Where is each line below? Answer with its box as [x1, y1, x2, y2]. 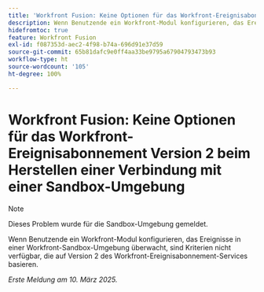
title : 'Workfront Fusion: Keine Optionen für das [8, 11, 178, 20]
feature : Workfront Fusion [8, 33, 97, 42]
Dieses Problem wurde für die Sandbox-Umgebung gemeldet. [8, 219, 208, 228]
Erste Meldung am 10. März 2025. [8, 275, 118, 284]
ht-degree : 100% [8, 70, 61, 78]
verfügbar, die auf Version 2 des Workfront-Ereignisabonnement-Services [8, 251, 248, 261]
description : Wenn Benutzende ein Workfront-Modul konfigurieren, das [8, 19, 244, 27]
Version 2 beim [150, 144, 251, 162]
